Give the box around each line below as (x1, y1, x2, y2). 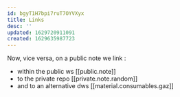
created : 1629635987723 (7, 36, 76, 42)
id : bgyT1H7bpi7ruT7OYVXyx (7, 10, 85, 17)
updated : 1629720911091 (7, 29, 76, 36)
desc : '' (7, 23, 32, 29)
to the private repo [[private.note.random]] (16, 74, 138, 83)
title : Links (7, 16, 45, 23)
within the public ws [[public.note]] (16, 68, 116, 76)
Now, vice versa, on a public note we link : (7, 54, 126, 62)
